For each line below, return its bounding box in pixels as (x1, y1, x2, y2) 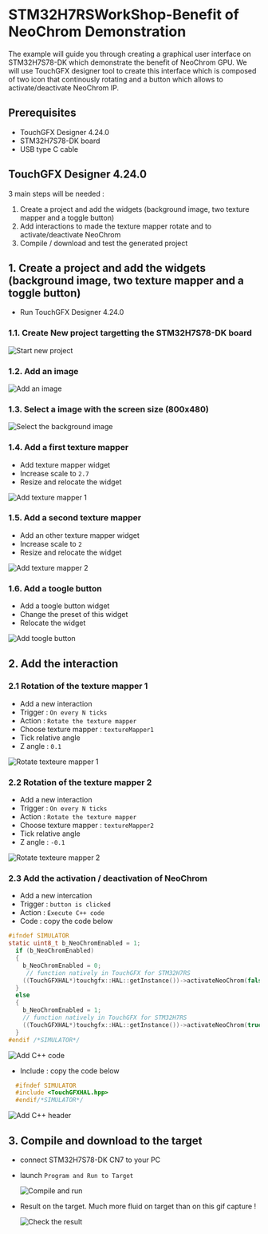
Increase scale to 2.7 (19, 468, 89, 478)
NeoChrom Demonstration (8, 22, 187, 41)
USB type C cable (19, 144, 78, 153)
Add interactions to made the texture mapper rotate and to (19, 221, 212, 231)
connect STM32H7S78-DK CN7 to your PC (19, 1155, 161, 1164)
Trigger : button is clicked (19, 899, 112, 909)
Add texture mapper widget (19, 460, 111, 469)
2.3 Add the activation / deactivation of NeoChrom (8, 873, 208, 884)
